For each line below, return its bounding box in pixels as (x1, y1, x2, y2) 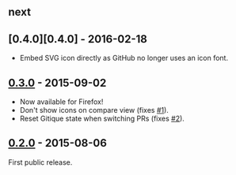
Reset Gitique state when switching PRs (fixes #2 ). (19, 114, 185, 124)
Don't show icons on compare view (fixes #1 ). (19, 106, 169, 115)
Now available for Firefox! (19, 97, 104, 106)
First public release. (8, 157, 73, 167)
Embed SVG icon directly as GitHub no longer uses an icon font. (19, 54, 228, 63)
